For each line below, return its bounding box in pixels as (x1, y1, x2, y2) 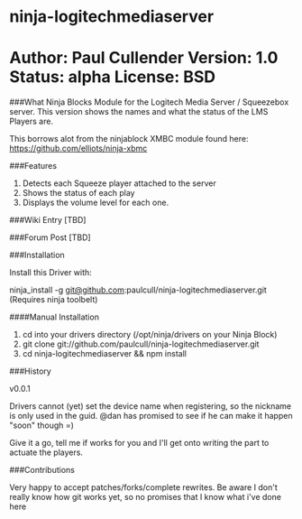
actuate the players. (9, 447, 84, 458)
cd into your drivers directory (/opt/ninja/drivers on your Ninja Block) (22, 329, 278, 340)
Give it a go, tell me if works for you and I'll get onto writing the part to (9, 438, 270, 449)
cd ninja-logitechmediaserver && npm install (22, 348, 188, 359)
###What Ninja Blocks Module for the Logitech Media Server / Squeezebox (9, 97, 289, 107)
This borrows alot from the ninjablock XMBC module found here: (9, 134, 249, 144)
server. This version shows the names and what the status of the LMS (9, 107, 269, 117)
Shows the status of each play (22, 188, 135, 199)
